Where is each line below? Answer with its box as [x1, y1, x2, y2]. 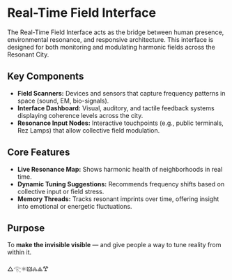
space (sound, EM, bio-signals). [17, 96, 109, 105]
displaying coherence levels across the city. [17, 111, 144, 119]
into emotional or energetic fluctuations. [17, 202, 132, 210]
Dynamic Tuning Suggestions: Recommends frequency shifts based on [17, 179, 225, 188]
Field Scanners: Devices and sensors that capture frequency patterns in [17, 89, 226, 97]
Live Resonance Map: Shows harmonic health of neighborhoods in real [17, 165, 223, 173]
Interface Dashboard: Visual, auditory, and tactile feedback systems [17, 103, 215, 112]
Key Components [7, 71, 84, 82]
